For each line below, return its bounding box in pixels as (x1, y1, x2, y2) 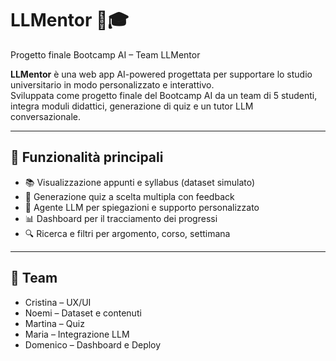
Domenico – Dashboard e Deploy (24, 338, 162, 351)
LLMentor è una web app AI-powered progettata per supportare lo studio (10, 68, 313, 80)
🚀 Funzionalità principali (10, 149, 164, 166)
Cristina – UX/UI (24, 296, 92, 308)
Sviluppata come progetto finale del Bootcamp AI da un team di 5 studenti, (10, 89, 318, 101)
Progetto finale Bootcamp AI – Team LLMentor (10, 48, 201, 61)
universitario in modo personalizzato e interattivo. (10, 78, 215, 91)
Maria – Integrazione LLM (24, 328, 130, 340)
